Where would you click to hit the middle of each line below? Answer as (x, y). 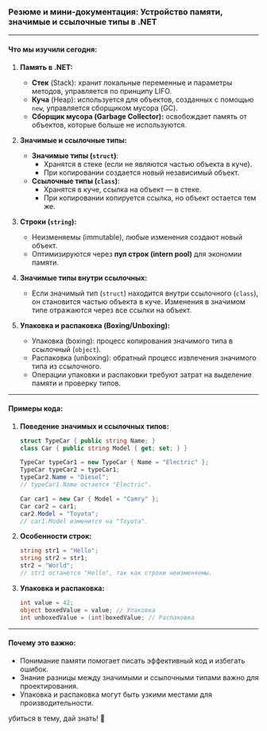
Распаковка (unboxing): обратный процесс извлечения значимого (144, 358)
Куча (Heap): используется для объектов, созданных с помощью (143, 99)
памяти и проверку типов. (76, 383)
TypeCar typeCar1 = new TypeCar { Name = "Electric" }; (114, 462)
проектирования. (49, 686)
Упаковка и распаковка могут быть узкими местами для (116, 694)
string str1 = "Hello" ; (59, 551)
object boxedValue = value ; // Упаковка (87, 610)
